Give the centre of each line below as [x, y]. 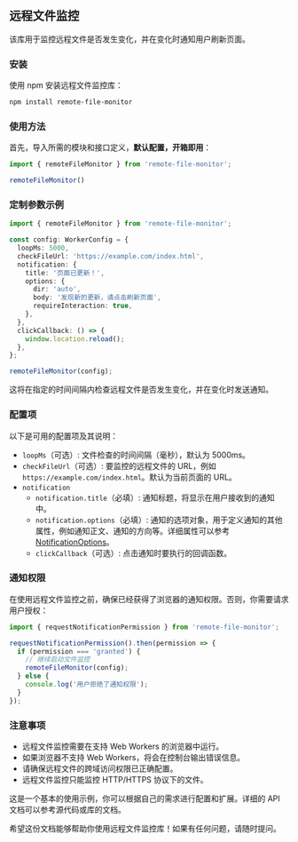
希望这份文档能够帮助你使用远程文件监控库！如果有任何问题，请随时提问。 [145, 828]
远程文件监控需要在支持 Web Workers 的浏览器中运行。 [123, 746]
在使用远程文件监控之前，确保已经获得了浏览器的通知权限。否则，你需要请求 [149, 599]
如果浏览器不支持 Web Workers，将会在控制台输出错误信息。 [133, 757]
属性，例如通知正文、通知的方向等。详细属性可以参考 [133, 530]
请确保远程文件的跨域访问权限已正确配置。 [100, 768]
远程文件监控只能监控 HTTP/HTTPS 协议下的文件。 [115, 779]
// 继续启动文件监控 [58, 660]
